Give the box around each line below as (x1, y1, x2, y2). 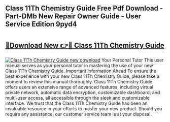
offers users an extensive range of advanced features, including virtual (5, 84, 154, 90)
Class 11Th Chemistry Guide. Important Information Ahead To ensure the (5, 68, 156, 74)
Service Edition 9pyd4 (5, 20, 77, 28)
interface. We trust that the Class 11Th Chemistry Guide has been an (5, 100, 148, 106)
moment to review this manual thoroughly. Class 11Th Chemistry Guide (5, 79, 153, 84)
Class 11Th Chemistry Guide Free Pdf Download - (5, 4, 163, 13)
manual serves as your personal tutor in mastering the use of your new (5, 63, 153, 68)
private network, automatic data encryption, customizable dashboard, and (5, 89, 160, 96)
